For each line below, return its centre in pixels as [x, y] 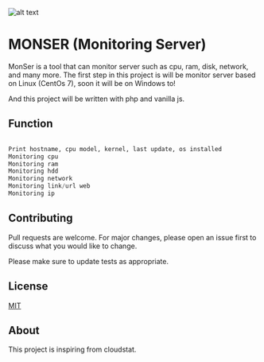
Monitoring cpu [33, 156]
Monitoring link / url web [49, 186]
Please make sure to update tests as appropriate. [89, 261]
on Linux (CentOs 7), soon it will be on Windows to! [92, 83]
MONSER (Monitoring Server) [107, 45]
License [28, 286]
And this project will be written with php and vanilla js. [97, 99]
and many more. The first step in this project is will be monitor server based [132, 75]
